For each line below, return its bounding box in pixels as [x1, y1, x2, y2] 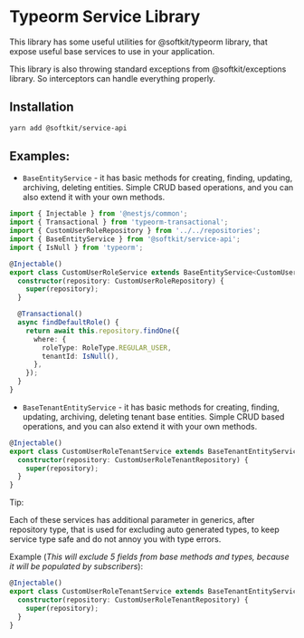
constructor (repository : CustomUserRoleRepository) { [17, 276, 224, 285]
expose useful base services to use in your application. [9, 45, 215, 56]
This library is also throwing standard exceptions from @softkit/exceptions [9, 63, 287, 74]
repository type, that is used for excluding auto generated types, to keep [9, 524, 280, 536]
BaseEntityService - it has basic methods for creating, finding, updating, [22, 172, 293, 183]
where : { [33, 334, 67, 343]
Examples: [9, 149, 71, 164]
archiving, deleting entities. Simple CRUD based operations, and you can [22, 182, 294, 193]
